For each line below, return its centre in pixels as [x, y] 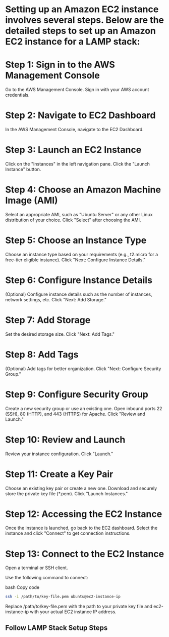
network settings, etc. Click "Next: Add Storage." [56, 299]
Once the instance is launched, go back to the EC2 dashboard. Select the [81, 528]
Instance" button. [23, 169]
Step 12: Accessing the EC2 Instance [84, 514]
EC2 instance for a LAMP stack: [73, 42]
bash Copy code [22, 587]
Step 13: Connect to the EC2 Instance [85, 554]
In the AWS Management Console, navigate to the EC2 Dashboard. [74, 130]
